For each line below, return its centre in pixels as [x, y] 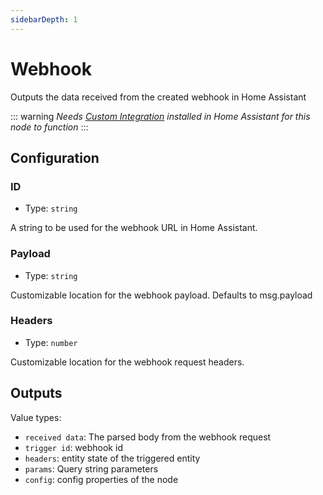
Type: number [51, 342]
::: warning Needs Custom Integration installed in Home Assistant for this [160, 116]
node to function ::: [49, 127]
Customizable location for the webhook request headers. [127, 362]
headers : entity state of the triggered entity [112, 458]
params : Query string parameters [91, 468]
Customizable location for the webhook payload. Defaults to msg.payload [161, 295]
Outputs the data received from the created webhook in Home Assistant [158, 97]
